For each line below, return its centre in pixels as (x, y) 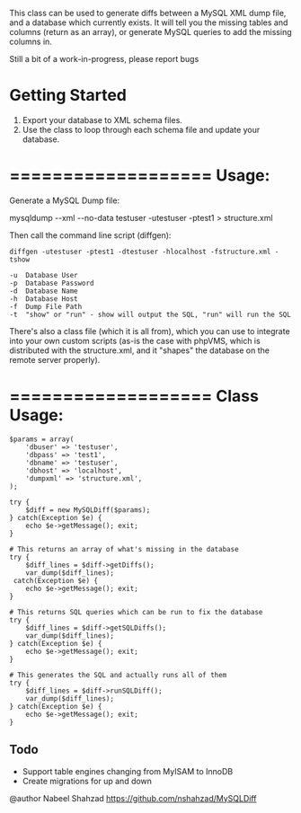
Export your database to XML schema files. (102, 119)
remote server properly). (55, 359)
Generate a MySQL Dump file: (64, 200)
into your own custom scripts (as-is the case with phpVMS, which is (135, 340)
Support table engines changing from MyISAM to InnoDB (128, 771)
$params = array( (42, 439)
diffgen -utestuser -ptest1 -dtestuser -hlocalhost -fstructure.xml (140, 252)
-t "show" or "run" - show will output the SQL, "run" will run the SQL (150, 314)
